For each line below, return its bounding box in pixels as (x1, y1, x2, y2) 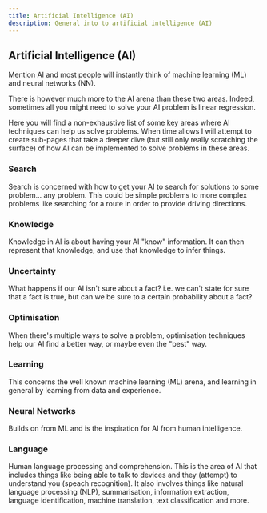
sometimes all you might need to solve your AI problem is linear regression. (8, 102, 256, 112)
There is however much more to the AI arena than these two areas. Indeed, (8, 94, 255, 104)
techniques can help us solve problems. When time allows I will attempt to (8, 126, 252, 136)
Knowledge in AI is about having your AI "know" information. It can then (8, 237, 245, 246)
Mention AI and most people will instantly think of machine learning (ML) (8, 70, 247, 80)
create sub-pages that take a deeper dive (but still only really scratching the (8, 135, 258, 145)
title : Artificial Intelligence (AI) (8, 11, 134, 20)
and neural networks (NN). (8, 78, 96, 88)
